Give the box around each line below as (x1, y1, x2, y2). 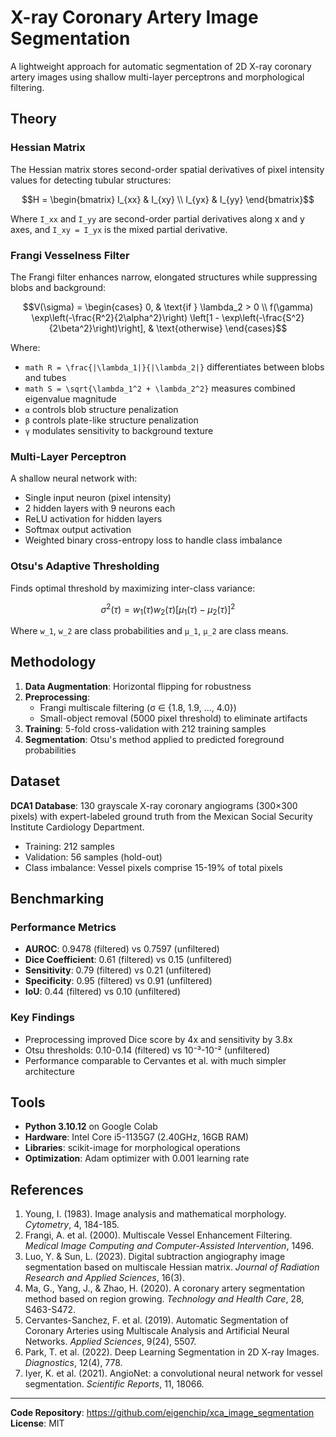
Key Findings (10, 1011, 75, 1025)
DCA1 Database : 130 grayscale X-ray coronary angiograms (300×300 (10, 799, 298, 811)
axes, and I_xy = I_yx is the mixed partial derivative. (10, 223, 228, 235)
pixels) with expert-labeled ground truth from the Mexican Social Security (10, 810, 313, 822)
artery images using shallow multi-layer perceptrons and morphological (10, 71, 305, 83)
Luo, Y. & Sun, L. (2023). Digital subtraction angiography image (24, 1251, 286, 1263)
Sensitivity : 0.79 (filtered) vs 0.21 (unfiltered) (24, 964, 212, 976)
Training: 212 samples (24, 840, 115, 852)
